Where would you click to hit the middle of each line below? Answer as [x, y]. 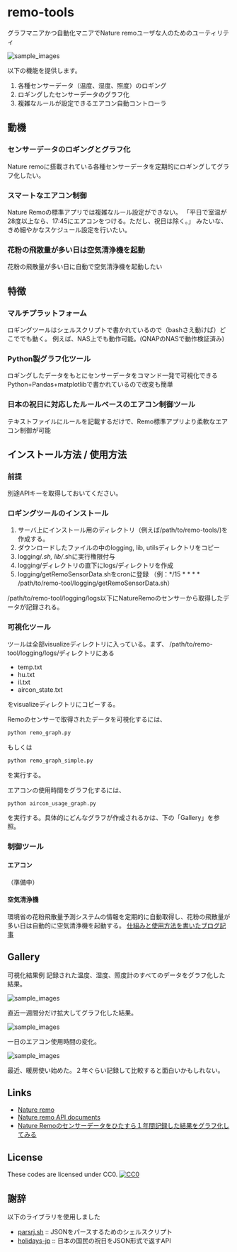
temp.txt [30, 667]
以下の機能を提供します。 [44, 70]
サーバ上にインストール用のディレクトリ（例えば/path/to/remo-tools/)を [123, 530]
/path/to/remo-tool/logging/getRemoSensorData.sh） [96, 583]
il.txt [24, 682]
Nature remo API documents [59, 1117]
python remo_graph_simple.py [50, 761]
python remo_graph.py [39, 733]
